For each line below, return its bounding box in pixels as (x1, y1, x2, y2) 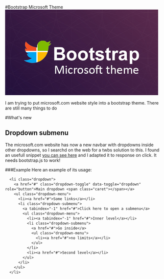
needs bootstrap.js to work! (5, 157, 61, 163)
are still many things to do (5, 105, 57, 111)
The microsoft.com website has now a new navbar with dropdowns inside (5, 142, 154, 148)
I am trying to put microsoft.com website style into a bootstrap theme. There (5, 100, 159, 106)
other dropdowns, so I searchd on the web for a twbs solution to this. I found (5, 147, 160, 153)
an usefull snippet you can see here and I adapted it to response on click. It (5, 152, 157, 158)
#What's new (5, 115, 32, 120)
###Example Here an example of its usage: (5, 167, 92, 172)
